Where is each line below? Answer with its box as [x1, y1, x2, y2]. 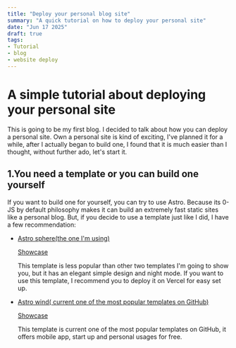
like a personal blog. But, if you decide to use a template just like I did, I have [7, 212, 229, 221]
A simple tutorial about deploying [7, 86, 206, 102]
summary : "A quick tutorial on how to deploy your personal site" [7, 17, 206, 24]
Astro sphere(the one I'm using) [17, 234, 111, 242]
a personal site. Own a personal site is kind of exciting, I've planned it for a [7, 132, 223, 141]
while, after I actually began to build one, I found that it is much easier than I [7, 140, 228, 148]
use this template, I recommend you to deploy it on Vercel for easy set [17, 276, 221, 284]
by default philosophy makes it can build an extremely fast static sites [16, 205, 219, 214]
